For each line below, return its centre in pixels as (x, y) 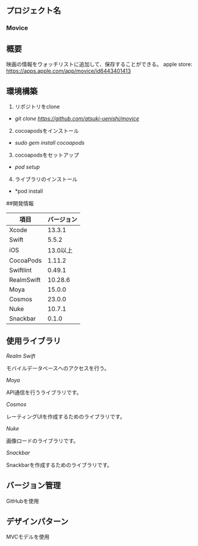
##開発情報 (20, 203)
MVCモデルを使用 (28, 537)
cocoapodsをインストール (47, 130)
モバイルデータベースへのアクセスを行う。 (58, 368)
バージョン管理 (34, 486)
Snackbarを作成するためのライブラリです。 (59, 465)
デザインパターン (37, 521)
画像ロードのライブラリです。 (43, 441)
